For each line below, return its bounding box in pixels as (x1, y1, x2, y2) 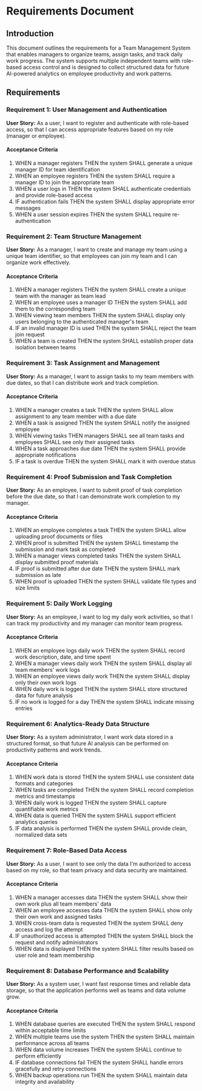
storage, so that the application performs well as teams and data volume (6, 986, 186, 994)
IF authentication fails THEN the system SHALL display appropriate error (14, 198, 195, 205)
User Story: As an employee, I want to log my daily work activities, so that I (6, 613, 193, 620)
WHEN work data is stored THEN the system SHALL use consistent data (14, 773, 194, 780)
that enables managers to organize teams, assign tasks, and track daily (6, 51, 183, 58)
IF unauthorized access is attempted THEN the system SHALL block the (14, 932, 194, 939)
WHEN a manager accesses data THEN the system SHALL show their (14, 893, 188, 901)
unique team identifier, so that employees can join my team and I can (6, 253, 177, 260)
